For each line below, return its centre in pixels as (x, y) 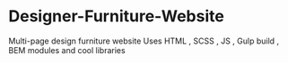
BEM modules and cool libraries (67, 50)
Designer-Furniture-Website (117, 16)
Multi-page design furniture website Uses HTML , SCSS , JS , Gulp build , (144, 41)
